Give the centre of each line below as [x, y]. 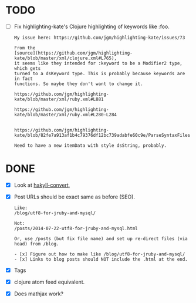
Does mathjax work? [39, 294]
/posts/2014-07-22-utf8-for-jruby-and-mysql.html [76, 229]
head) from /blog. [36, 244]
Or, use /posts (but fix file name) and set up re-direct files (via [101, 239]
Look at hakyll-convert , [42, 185]
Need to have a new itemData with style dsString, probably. [90, 146]
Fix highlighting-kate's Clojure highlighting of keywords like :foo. [92, 26]
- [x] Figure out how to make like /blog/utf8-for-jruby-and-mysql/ [99, 254]
